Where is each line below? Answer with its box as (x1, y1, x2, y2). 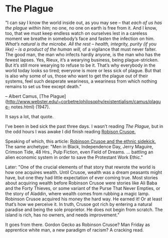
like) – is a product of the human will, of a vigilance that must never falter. (5, 46, 157, 52)
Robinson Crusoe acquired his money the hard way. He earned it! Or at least (5, 196, 162, 202)
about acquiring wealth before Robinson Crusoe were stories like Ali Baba (5, 180, 157, 186)
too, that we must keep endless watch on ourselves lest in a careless (5, 30, 147, 36)
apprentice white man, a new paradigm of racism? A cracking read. (5, 226, 144, 233)
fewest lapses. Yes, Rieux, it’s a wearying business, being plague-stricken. (5, 57, 159, 63)
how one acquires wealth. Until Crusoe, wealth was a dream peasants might (5, 169, 162, 175)
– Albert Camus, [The (5, 93, 49, 99)
